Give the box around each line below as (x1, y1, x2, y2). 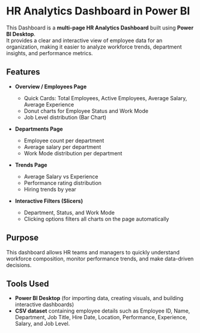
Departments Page (14, 125, 63, 133)
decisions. (6, 261, 32, 268)
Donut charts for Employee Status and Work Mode (23, 107, 149, 115)
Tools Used (6, 278, 49, 289)
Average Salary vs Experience (23, 173, 98, 180)
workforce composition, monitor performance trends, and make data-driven (6, 255, 194, 262)
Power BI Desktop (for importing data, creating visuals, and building (14, 295, 184, 302)
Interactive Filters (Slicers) (14, 197, 83, 205)
